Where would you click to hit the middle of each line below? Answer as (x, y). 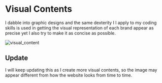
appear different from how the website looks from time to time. (69, 75)
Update (17, 58)
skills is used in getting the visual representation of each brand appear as (80, 28)
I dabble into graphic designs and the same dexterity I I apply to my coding (81, 23)
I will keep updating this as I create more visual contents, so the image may (81, 70)
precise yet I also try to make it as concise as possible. (60, 33)
